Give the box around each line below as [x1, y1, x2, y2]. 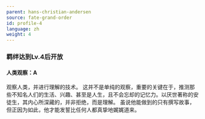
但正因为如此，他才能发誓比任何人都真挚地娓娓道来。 [6, 106, 140, 114]
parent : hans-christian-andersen [6, 8, 92, 15]
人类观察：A [6, 69, 38, 76]
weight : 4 [6, 32, 32, 38]
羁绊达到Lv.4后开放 [6, 53, 63, 61]
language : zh [6, 25, 40, 32]
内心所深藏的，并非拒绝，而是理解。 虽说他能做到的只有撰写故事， [27, 98, 195, 106]
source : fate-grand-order [6, 15, 72, 21]
